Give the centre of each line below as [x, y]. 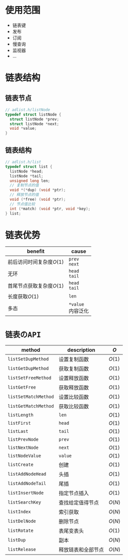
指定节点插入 [74, 493]
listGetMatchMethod [31, 406]
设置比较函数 [74, 397]
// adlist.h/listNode [28, 110]
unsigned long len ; [30, 181]
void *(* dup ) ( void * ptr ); [38, 190]
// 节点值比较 [22, 204]
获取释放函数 [74, 388]
